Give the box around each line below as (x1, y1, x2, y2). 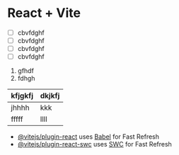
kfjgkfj (11, 91, 34, 101)
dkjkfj (40, 91, 60, 101)
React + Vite (7, 5, 81, 21)
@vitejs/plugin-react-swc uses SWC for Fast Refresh (17, 140, 172, 149)
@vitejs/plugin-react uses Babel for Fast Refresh (17, 132, 160, 141)
